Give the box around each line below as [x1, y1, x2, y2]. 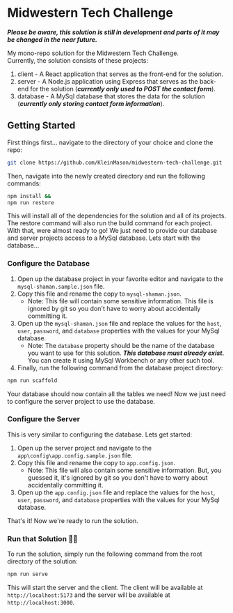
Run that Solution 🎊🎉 [7, 533, 78, 543]
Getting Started [7, 120, 76, 132]
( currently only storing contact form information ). [17, 99, 165, 107]
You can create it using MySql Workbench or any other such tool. [27, 356, 215, 364]
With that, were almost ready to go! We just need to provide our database [7, 227, 218, 235]
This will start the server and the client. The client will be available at [7, 584, 203, 592]
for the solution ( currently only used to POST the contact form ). [30, 84, 216, 93]
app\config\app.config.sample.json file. [17, 451, 134, 460]
